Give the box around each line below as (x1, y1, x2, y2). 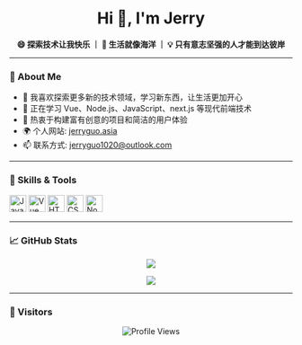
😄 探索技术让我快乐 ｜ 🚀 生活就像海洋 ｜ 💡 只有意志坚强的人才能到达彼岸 (16, 39, 286, 49)
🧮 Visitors (9, 305, 53, 318)
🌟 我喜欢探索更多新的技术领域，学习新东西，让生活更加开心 (22, 92, 243, 102)
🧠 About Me (9, 70, 62, 83)
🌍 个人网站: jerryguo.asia (22, 126, 118, 137)
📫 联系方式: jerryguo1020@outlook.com (22, 139, 173, 151)
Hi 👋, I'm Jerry (97, 8, 205, 29)
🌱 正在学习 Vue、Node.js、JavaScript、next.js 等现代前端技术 (22, 103, 253, 114)
